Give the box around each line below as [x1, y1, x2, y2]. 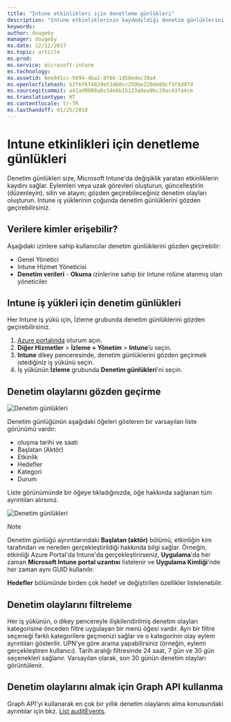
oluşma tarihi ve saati [17, 438, 78, 447]
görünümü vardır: [7, 425, 57, 433]
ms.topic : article [7, 49, 60, 56]
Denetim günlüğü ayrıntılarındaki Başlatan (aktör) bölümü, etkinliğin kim [7, 536, 212, 544]
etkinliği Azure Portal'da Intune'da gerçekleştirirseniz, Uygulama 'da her [7, 550, 211, 559]
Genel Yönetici [17, 255, 59, 263]
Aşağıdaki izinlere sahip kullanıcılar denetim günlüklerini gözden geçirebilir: [7, 241, 221, 250]
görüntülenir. [7, 661, 44, 669]
